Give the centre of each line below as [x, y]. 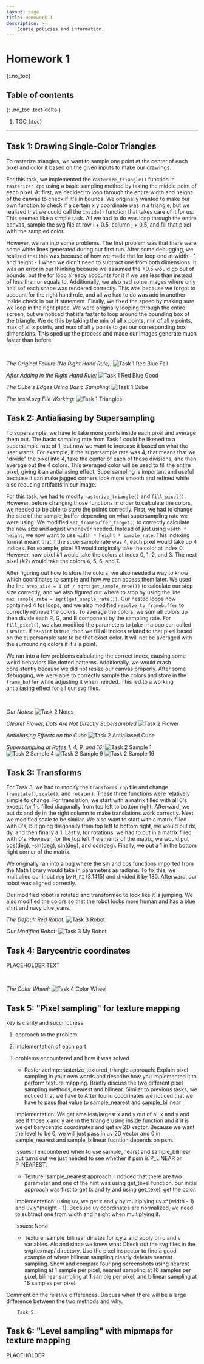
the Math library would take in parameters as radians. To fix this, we [91, 870]
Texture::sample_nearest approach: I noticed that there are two [103, 1176]
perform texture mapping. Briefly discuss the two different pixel [104, 1083]
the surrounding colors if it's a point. [52, 644]
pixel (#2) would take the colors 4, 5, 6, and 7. [63, 561]
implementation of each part [50, 1046]
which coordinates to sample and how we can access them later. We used [99, 579]
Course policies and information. [61, 29]
